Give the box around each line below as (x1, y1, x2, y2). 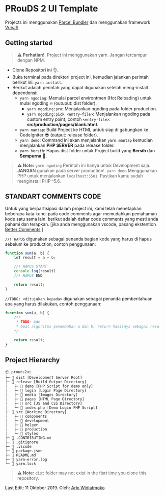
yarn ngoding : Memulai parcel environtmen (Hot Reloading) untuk (19, 95, 152, 101)
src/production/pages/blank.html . (27, 121, 98, 127)
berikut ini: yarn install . (12, 79, 63, 85)
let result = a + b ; (14, 255, 56, 260)
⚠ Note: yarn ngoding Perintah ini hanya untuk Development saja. (17, 162, 151, 168)
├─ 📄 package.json (5, 448, 43, 453)
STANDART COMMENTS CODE (5, 193, 102, 201)
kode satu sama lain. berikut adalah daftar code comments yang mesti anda (5, 216, 159, 222)
